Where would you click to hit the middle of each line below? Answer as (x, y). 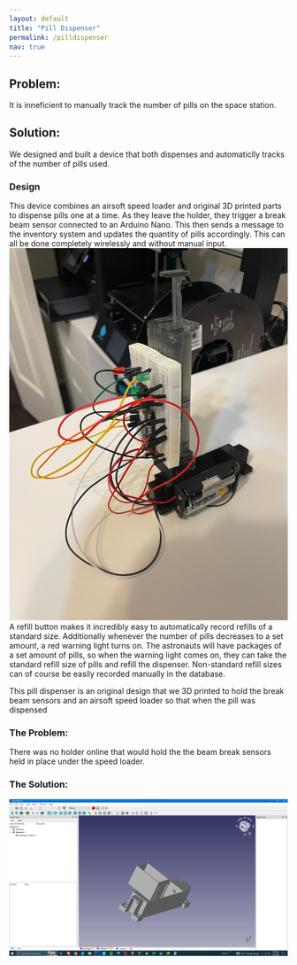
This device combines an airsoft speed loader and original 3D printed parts (145, 206)
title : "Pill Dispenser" (55, 28)
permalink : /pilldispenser (59, 37)
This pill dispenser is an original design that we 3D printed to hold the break (147, 691)
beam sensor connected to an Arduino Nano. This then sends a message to (147, 225)
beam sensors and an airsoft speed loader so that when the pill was (133, 701)
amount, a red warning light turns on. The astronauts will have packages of (145, 646)
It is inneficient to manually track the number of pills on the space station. (143, 105)
